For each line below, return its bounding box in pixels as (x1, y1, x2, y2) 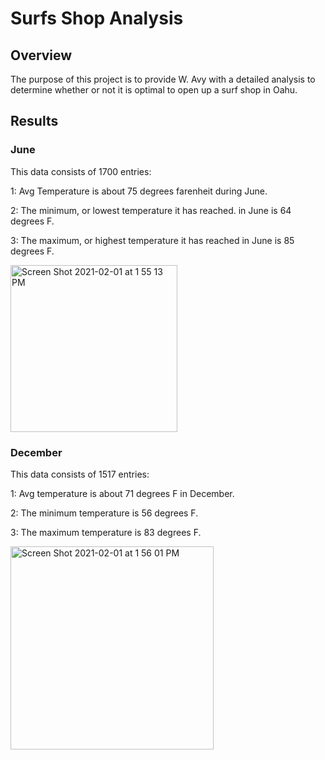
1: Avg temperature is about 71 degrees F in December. (10, 487, 235, 499)
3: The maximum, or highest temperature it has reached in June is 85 (10, 234, 295, 246)
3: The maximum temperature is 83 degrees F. (10, 526, 202, 538)
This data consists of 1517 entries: (10, 468, 150, 480)
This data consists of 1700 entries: (10, 165, 152, 177)
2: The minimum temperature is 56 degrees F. (10, 507, 199, 519)
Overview (10, 47, 73, 64)
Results (10, 113, 59, 130)
